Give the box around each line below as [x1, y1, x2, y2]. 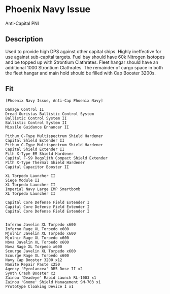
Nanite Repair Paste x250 [5, 262, 60, 267]
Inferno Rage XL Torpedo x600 [5, 226, 70, 231]
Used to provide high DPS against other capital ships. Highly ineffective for [5, 48, 162, 54]
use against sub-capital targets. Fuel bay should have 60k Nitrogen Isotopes [5, 54, 165, 60]
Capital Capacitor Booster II [5, 164, 70, 170]
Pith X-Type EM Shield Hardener [5, 151, 74, 156]
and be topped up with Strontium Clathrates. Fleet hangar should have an [5, 59, 159, 65]
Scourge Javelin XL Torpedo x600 [5, 248, 76, 254]
